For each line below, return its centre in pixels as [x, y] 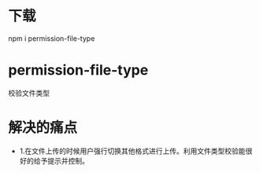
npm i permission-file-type [52, 38]
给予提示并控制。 [61, 160]
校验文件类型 [29, 93]
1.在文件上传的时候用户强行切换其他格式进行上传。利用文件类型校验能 [132, 151]
